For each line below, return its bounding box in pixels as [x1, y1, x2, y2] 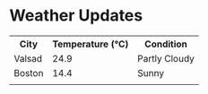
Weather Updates [9, 5, 143, 26]
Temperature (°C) [52, 38, 129, 50]
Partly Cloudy [137, 52, 195, 64]
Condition [144, 38, 188, 50]
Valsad [13, 52, 43, 64]
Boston [13, 66, 44, 79]
